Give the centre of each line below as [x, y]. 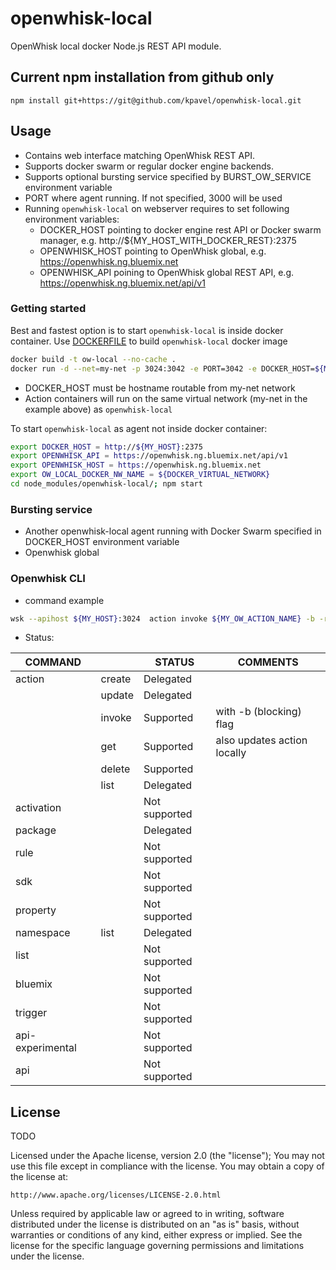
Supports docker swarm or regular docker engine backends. [149, 166]
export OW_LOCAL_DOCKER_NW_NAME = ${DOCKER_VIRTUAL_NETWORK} [140, 475]
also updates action [261, 740]
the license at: [39, 1177]
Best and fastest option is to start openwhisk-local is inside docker [147, 330]
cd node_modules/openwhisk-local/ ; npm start [106, 484]
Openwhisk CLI [48, 579]
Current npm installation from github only [142, 77]
